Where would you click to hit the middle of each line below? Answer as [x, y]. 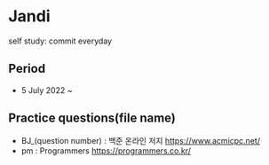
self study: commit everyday [60, 41]
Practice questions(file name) [92, 118]
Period [27, 69]
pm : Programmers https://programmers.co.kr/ [106, 150]
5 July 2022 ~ [47, 90]
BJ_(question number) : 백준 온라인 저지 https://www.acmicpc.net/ [141, 140]
